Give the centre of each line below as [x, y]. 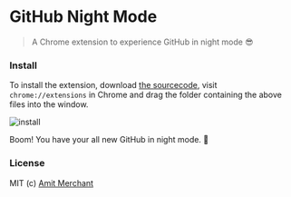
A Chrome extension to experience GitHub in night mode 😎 [142, 42]
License [27, 163]
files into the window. [49, 104]
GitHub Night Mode [83, 17]
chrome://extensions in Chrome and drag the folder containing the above [146, 95]
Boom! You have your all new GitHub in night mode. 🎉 [109, 140]
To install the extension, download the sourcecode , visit [113, 85]
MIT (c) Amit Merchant [51, 182]
